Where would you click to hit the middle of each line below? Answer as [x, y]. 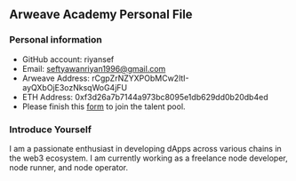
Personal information [56, 40]
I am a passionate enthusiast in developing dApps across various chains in [145, 148]
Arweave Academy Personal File [101, 15]
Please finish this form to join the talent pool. [104, 106]
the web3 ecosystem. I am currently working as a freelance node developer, [148, 158]
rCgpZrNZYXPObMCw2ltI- [140, 78]
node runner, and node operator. [69, 167]
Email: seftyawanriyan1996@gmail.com [94, 68]
